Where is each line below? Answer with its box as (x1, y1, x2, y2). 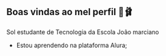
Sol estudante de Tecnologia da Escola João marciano (6, 27, 159, 36)
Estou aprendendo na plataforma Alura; (16, 41, 128, 49)
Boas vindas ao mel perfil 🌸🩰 (6, 6, 134, 18)
